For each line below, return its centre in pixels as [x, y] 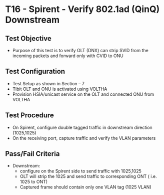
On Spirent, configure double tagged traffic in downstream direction [82, 127]
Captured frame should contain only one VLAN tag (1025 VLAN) [85, 187]
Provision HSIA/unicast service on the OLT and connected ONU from [83, 94]
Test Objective [28, 38]
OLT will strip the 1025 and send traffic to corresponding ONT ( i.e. [88, 176]
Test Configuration [35, 71]
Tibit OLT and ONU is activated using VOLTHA [60, 89]
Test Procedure [29, 116]
